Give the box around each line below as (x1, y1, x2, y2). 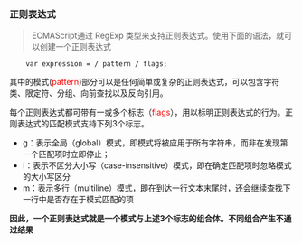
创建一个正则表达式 (39, 42, 111, 52)
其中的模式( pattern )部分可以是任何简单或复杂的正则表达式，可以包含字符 (9, 77, 280, 88)
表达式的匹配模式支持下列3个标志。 (16, 118, 149, 129)
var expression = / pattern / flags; (25, 60, 168, 69)
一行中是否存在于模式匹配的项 (22, 194, 134, 205)
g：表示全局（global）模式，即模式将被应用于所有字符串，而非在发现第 (22, 137, 288, 148)
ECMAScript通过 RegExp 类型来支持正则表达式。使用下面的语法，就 (31, 30, 285, 42)
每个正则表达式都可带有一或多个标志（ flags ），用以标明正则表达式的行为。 (9, 107, 286, 118)
